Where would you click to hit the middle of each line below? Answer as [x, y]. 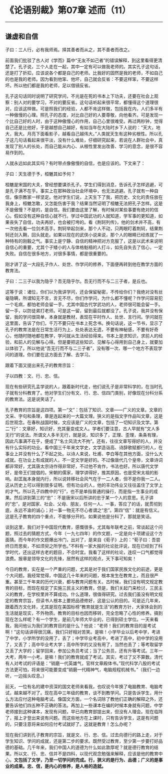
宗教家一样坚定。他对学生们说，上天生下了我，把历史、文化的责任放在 [90, 197]
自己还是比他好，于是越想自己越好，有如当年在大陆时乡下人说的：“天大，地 [83, 127]
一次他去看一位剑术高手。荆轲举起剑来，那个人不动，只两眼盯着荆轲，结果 [82, 228]
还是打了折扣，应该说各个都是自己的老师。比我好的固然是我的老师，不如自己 [84, 73]
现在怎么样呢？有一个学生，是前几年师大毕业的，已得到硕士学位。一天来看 [82, 619]
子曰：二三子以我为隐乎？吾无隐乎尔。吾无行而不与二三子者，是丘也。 [77, 281]
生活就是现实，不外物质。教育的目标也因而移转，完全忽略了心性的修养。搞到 [84, 613]
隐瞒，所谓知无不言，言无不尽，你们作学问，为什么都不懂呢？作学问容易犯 [86, 298]
